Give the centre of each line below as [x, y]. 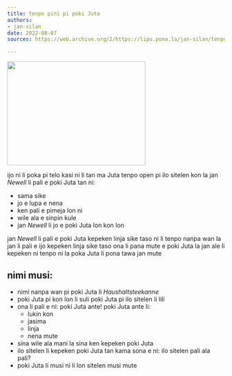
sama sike [31, 196]
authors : [20, 20]
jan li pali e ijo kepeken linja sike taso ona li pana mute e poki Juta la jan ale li [116, 246]
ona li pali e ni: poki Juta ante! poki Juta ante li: [84, 306]
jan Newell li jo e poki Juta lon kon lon [70, 225]
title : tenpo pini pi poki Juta [54, 14]
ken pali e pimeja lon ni [50, 211]
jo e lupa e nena [40, 203]
